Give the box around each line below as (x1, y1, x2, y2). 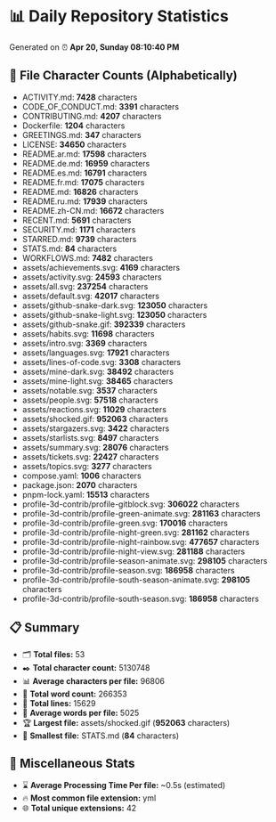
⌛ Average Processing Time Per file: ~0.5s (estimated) (21, 780, 226, 791)
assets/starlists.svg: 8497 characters (21, 432, 159, 443)
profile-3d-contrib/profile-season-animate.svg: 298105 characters (21, 555, 268, 566)
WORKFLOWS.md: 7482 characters (21, 252, 154, 263)
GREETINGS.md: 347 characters (21, 129, 142, 140)
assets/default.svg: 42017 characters (21, 290, 160, 301)
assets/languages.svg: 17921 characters (21, 347, 170, 358)
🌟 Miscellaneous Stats (9, 755, 135, 770)
